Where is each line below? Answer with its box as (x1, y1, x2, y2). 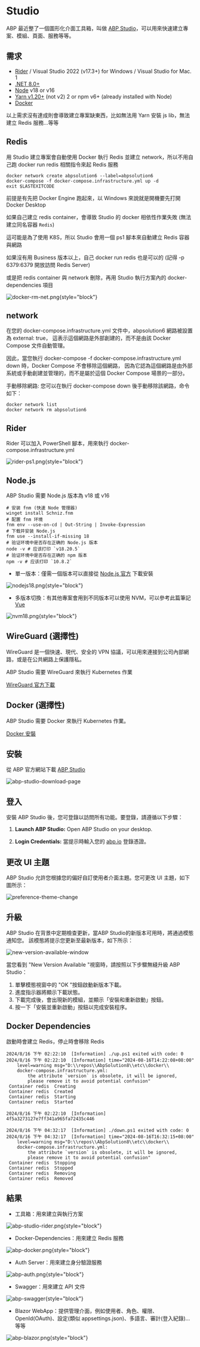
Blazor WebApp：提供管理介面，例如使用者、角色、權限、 (14, 1307, 158, 1314)
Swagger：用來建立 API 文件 (14, 1283, 85, 1290)
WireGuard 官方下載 (6, 681, 56, 688)
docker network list (6, 402, 58, 408)
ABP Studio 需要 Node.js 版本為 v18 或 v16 (6, 492, 110, 499)
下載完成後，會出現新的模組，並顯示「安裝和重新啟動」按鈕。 (14, 996, 167, 1003)
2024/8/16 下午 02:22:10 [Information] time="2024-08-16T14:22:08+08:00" (6, 1057, 195, 1063)
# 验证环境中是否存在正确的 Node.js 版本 (6, 540, 99, 546)
